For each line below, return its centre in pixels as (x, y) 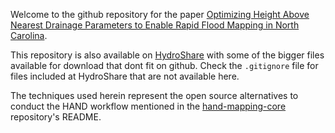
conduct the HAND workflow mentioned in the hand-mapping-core (148, 106)
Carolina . (29, 35)
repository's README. (56, 117)
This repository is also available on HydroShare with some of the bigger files (167, 55)
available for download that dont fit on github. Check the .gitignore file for (164, 65)
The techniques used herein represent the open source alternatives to (154, 95)
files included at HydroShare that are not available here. (125, 76)
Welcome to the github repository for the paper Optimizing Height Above (160, 14)
